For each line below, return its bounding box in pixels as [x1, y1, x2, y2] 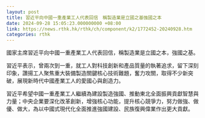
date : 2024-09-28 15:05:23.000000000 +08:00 [6, 20, 121, 26]
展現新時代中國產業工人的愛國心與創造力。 [16, 77, 124, 85]
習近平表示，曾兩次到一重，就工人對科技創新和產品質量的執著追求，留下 [6, 62, 188, 69]
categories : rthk [6, 32, 51, 38]
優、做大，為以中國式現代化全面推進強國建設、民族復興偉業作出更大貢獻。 [6, 105, 193, 113]
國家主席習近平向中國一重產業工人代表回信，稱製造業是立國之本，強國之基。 [6, 49, 199, 57]
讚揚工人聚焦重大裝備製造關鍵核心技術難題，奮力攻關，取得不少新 [22, 69, 188, 77]
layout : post [6, 9, 40, 15]
